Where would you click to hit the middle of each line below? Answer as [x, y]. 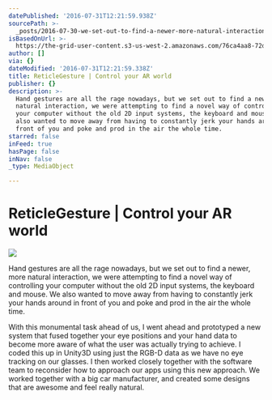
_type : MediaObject [41, 167]
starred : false [34, 136]
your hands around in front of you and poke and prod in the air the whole [130, 303]
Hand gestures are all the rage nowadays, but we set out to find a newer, [130, 269]
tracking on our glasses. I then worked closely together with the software [130, 362]
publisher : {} [32, 83]
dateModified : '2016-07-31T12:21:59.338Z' [81, 69]
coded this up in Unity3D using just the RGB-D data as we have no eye [126, 353]
